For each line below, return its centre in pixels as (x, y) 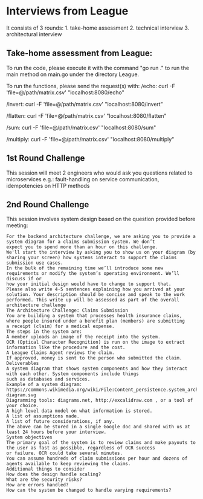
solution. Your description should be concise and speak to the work (96, 295)
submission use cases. (35, 263)
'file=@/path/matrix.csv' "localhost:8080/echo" (66, 92)
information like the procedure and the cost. (66, 348)
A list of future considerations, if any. (60, 422)
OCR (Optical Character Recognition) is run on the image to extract (96, 343)
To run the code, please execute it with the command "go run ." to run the (98, 68)
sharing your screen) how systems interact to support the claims (92, 258)
